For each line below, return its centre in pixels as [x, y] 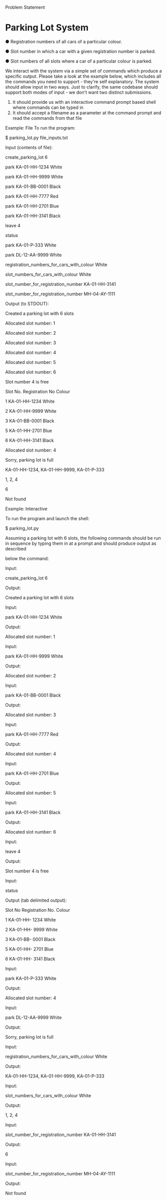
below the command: [27, 558]
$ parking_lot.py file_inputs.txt [36, 138]
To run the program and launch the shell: [47, 518]
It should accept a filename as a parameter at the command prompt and [87, 112]
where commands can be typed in [48, 107]
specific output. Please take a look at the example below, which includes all [83, 76]
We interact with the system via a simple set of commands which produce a [83, 71]
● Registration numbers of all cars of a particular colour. [64, 41]
